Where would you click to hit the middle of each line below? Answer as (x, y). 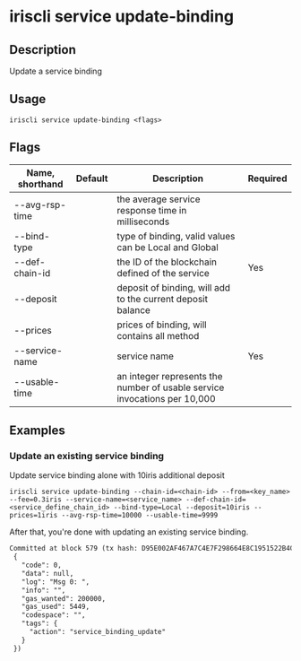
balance (133, 309)
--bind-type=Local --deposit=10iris (182, 508)
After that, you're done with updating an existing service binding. (129, 532)
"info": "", (43, 590)
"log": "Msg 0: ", (56, 582)
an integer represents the (169, 376)
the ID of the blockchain (167, 262)
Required (267, 178)
